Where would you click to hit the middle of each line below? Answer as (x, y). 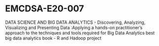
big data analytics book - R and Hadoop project (53, 38)
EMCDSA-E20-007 (45, 9)
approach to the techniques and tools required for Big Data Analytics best (80, 33)
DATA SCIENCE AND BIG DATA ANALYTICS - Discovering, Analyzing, (75, 22)
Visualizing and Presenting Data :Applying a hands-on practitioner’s (74, 27)
